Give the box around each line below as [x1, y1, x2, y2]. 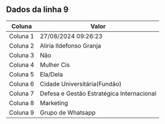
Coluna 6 [9, 79, 34, 88]
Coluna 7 [9, 89, 34, 98]
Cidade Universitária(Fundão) [39, 79, 122, 88]
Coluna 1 [9, 32, 34, 40]
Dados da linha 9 [6, 5, 69, 15]
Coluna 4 [9, 61, 34, 69]
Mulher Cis [39, 61, 70, 69]
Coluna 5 [9, 70, 34, 78]
